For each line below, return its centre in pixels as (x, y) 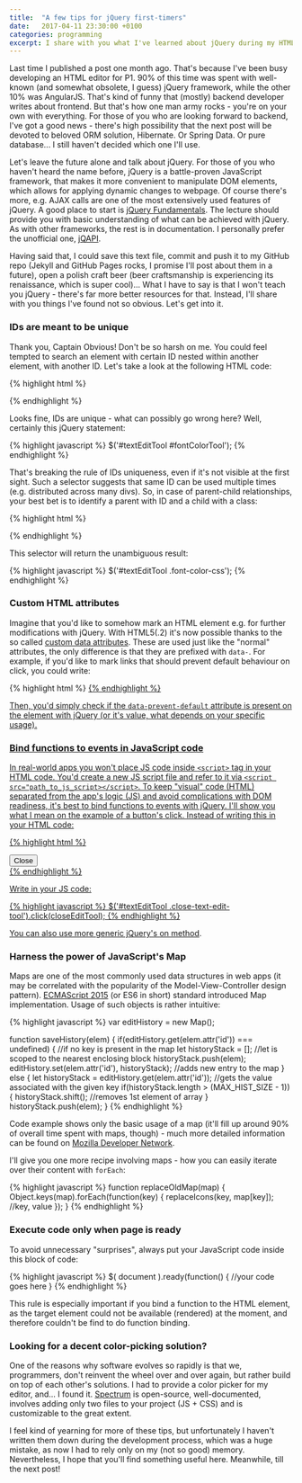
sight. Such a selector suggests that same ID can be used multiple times (143, 481)
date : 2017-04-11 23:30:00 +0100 (76, 26)
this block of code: (44, 1259)
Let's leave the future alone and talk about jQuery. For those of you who (142, 162)
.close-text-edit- (200, 907)
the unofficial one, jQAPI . (55, 238)
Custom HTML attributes (64, 603)
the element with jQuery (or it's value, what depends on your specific (137, 715)
